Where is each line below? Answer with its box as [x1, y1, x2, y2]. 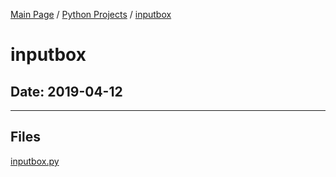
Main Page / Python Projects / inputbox [10, 9, 172, 20]
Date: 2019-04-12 [10, 83, 123, 100]
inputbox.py [10, 155, 60, 167]
